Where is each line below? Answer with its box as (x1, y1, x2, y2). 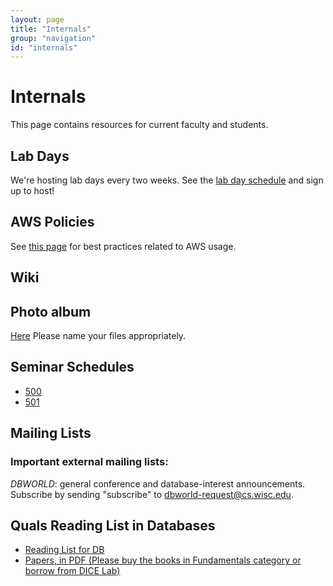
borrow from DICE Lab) (24, 565, 121, 577)
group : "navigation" (10, 33, 97, 43)
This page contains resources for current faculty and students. (10, 119, 269, 131)
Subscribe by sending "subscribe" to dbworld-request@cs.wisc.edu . (10, 488, 294, 500)
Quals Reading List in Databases (10, 517, 216, 534)
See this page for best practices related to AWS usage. (10, 240, 237, 252)
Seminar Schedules (10, 359, 135, 376)
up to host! (10, 185, 55, 196)
